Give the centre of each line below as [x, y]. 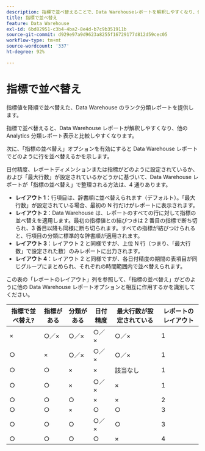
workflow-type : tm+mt [34, 40]
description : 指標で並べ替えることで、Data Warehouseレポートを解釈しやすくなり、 [102, 12]
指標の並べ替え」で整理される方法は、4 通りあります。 [102, 185]
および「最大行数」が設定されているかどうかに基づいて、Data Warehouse [99, 177]
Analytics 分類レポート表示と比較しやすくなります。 [72, 136]
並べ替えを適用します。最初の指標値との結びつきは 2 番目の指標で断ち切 [106, 220]
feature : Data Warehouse [38, 23]
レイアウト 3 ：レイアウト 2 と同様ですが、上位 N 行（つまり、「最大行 [103, 243]
